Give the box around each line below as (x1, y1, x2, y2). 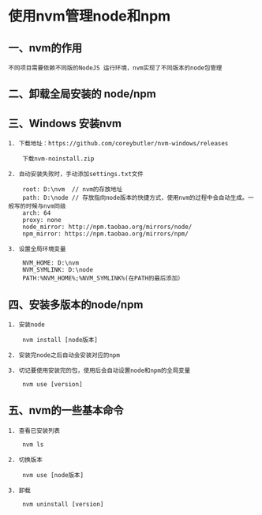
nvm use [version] (22, 381, 83, 389)
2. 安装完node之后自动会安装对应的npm (8, 351, 121, 359)
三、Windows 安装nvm (8, 116, 122, 130)
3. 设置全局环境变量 (8, 246, 66, 254)
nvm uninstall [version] (22, 500, 104, 508)
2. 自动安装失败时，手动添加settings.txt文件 (8, 171, 144, 179)
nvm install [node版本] (22, 336, 99, 344)
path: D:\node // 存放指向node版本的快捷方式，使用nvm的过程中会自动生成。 (22, 194, 249, 202)
